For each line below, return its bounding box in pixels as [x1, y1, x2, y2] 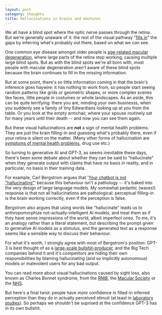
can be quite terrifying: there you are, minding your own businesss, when [5, 100, 151, 106]
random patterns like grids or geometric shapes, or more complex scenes [5, 89, 152, 95]
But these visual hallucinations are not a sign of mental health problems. [5, 125, 149, 131]
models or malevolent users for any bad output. [5, 261, 100, 266]
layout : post [5, 7, 32, 12]
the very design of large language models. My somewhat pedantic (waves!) [5, 185, 156, 191]
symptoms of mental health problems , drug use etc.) [5, 140, 110, 146]
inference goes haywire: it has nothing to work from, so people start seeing [5, 85, 155, 90]
